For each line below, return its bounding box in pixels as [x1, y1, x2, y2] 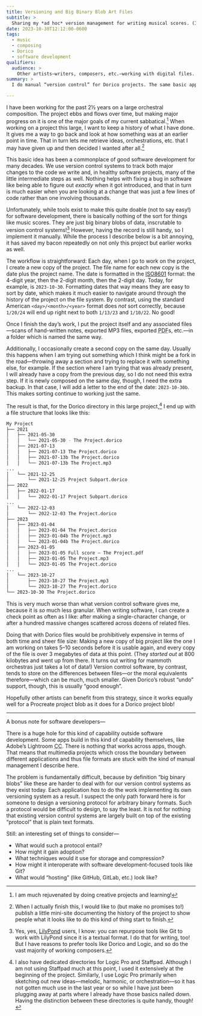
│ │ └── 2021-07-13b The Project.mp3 [6, 460, 112, 466]
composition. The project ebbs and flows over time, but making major [6, 110, 179, 117]
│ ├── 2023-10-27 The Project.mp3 [6, 578, 109, 584]
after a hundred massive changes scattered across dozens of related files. [6, 619, 191, 626]
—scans [6, 327, 27, 334]
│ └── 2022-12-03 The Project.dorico [6, 510, 117, 516]
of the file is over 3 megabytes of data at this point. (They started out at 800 [6, 650, 195, 657]
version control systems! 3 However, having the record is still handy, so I [6, 225, 183, 233]
